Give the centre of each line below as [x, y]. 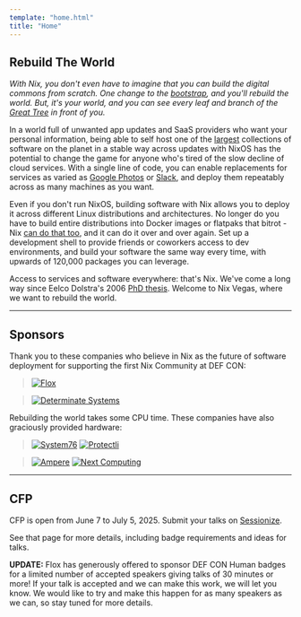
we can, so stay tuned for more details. [82, 603]
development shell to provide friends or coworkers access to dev [129, 242]
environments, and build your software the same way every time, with [138, 252]
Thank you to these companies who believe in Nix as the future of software [148, 356]
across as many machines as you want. [82, 187]
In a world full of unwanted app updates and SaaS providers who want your [149, 130]
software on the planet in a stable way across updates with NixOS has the [145, 149]
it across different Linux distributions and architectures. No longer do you [144, 214]
